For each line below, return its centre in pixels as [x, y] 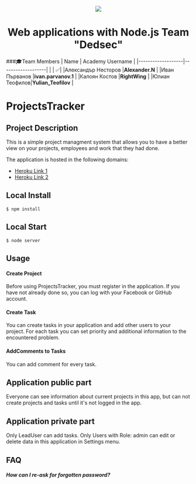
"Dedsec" [98, 45]
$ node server [23, 240]
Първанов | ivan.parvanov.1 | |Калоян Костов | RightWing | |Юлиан [88, 76]
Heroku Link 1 [31, 171]
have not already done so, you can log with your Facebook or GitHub [89, 292]
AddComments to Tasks [36, 351]
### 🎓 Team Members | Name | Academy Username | [71, 61]
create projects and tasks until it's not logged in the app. [74, 403]
